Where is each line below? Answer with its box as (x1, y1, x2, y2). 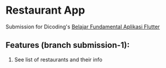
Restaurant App (5, 4, 85, 17)
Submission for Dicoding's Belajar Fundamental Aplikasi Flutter (5, 23, 160, 30)
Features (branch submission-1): (5, 40, 130, 50)
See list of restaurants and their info (14, 56, 103, 63)
